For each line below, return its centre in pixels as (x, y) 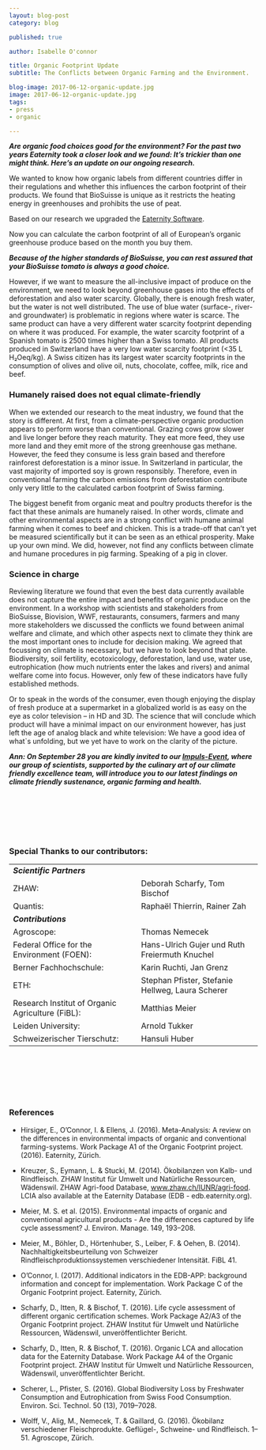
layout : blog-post (39, 15)
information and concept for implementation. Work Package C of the (131, 1284)
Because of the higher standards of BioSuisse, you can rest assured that (131, 258)
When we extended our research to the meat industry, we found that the (126, 412)
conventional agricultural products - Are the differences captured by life (137, 1219)
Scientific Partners (49, 871)
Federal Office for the (52, 945)
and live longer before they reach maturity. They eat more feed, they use (127, 437)
